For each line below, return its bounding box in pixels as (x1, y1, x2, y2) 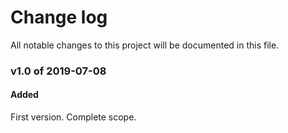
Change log (10, 6, 108, 29)
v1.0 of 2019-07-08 (10, 64, 107, 78)
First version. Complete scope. (10, 111, 137, 123)
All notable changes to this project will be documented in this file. (10, 39, 280, 51)
